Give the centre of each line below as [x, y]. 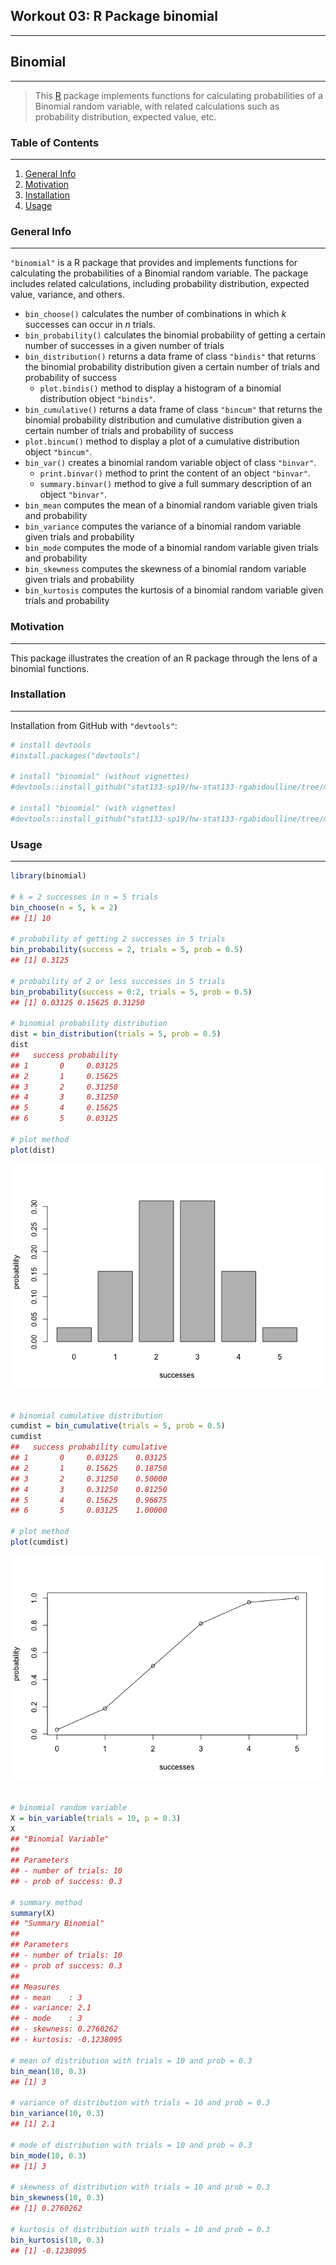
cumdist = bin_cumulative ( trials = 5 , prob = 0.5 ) [118, 1426]
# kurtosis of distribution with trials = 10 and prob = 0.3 [140, 2229]
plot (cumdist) [40, 1542]
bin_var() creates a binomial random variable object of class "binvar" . [170, 463]
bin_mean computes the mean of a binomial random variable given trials [171, 505]
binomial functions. [50, 668]
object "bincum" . [58, 452]
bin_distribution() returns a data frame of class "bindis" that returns [170, 356]
